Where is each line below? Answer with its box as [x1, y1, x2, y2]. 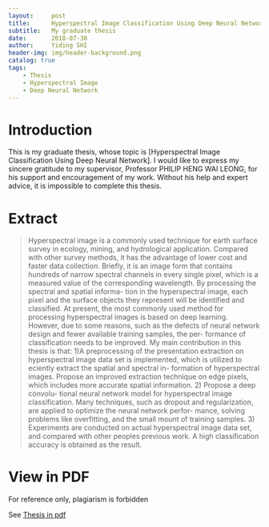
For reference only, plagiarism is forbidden [8, 494, 149, 505]
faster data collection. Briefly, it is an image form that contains [27, 261, 233, 271]
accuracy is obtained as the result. [27, 440, 143, 449]
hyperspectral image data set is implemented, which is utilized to [27, 355, 243, 364]
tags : [8, 64, 26, 72]
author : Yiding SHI [8, 42, 88, 50]
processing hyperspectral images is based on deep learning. [27, 312, 228, 322]
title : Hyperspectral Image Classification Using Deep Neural [8, 19, 239, 27]
